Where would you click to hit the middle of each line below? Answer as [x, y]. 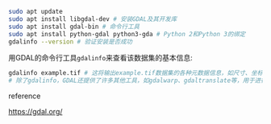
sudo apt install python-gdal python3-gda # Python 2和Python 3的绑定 [127, 34]
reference [25, 96]
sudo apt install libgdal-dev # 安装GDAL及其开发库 [93, 19]
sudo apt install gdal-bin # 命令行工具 [74, 27]
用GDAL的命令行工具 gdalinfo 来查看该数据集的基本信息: [100, 58]
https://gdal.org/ [35, 112]
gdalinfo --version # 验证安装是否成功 [71, 41]
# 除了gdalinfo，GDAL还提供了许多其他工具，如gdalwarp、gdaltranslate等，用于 [132, 81]
